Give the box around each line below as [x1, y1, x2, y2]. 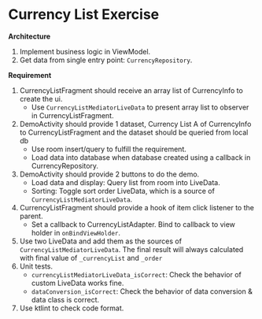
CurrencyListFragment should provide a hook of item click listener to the [19, 202, 254, 212]
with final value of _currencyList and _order [19, 253, 163, 262]
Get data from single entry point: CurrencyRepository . [19, 55, 193, 65]
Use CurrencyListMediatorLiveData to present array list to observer [31, 102, 249, 112]
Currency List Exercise [8, 6, 160, 24]
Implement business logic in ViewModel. [19, 46, 151, 56]
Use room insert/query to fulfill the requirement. [31, 144, 186, 154]
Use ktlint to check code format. [19, 303, 124, 313]
